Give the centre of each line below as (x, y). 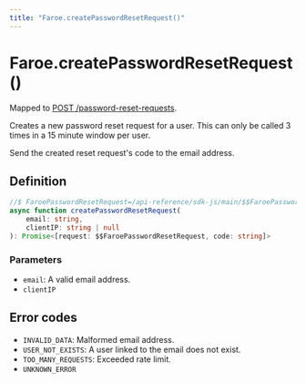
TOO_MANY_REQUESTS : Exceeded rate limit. (97, 359)
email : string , (55, 220)
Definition (38, 181)
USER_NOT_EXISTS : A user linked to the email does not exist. (132, 349)
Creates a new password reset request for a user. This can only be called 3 (150, 125)
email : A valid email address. (76, 280)
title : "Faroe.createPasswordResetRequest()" (97, 18)
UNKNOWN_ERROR (49, 369)
